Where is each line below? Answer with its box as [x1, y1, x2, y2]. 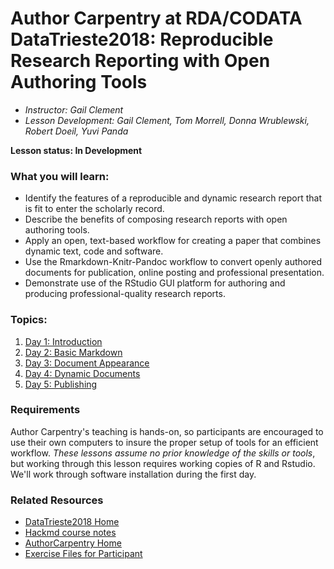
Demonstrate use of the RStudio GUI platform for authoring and [24, 277, 286, 289]
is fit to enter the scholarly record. [24, 203, 165, 215]
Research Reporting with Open [10, 50, 271, 72]
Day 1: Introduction [24, 335, 103, 347]
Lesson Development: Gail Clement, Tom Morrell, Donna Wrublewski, [24, 114, 310, 126]
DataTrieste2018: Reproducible [10, 28, 274, 51]
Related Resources [10, 493, 104, 507]
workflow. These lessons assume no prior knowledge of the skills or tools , [10, 447, 316, 459]
